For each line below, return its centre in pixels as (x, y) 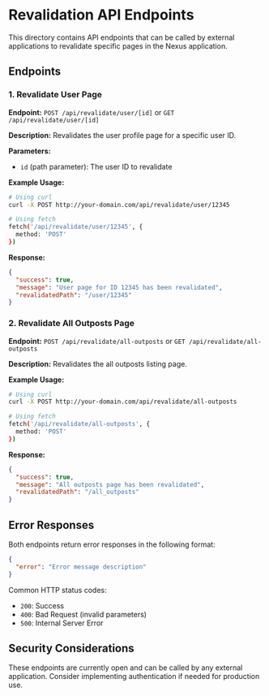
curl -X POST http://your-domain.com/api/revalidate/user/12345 (119, 204)
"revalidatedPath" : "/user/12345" (74, 295)
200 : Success (42, 605)
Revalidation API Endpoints (101, 15)
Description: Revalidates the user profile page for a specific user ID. (122, 135)
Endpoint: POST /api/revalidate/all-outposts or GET (97, 341)
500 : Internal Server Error (62, 623)
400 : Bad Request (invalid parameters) (83, 614)
